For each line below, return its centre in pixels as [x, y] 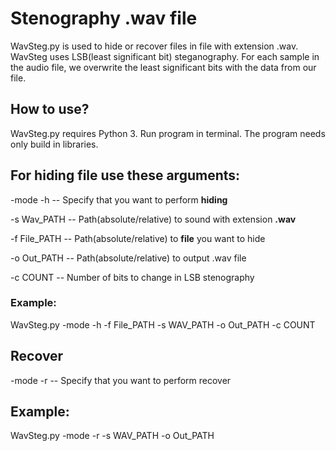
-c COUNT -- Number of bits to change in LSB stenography [132, 277]
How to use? [50, 109]
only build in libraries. [54, 144]
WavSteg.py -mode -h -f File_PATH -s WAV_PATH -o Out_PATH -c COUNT [163, 324]
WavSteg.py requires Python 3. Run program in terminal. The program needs [168, 133]
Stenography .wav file [104, 18]
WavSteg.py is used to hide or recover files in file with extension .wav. [154, 46]
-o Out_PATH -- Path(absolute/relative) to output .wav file [128, 258]
